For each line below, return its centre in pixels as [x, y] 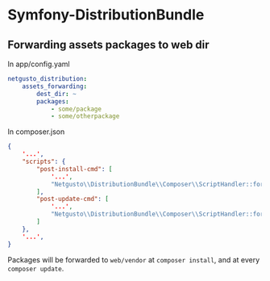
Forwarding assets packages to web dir [109, 45]
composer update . [36, 268]
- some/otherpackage [85, 116]
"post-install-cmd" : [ [75, 169]
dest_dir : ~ [57, 94]
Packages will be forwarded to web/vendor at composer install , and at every [134, 259]
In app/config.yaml [39, 64]
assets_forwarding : [55, 86]
